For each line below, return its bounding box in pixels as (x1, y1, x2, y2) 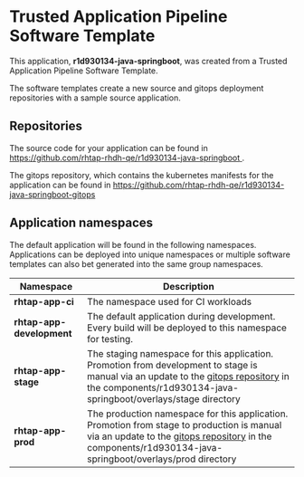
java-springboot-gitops (9, 188, 96, 200)
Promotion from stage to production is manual (87, 418, 282, 431)
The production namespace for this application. (87, 407, 289, 420)
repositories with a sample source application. (9, 92, 181, 103)
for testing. (87, 332, 134, 345)
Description (162, 280, 214, 292)
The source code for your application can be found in (9, 142, 208, 153)
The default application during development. (87, 310, 276, 322)
